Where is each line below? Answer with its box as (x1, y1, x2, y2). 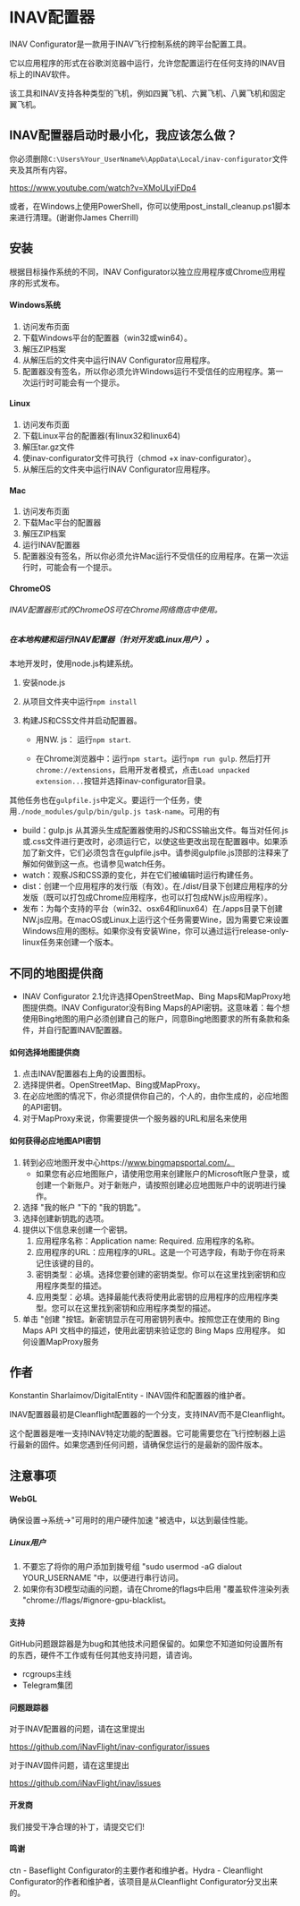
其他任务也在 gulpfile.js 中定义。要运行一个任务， (9, 795, 195, 806)
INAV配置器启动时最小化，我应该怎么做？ (9, 128, 238, 143)
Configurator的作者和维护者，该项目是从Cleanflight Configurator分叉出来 (9, 1876, 279, 1886)
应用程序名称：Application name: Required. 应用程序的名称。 (35, 1235, 260, 1246)
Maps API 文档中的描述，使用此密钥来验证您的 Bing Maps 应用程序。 (21, 1325, 276, 1336)
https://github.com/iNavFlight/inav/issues (9, 1778, 162, 1789)
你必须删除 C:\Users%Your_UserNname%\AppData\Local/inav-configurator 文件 (9, 153, 288, 164)
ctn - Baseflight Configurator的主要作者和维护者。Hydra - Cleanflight (9, 1865, 263, 1876)
